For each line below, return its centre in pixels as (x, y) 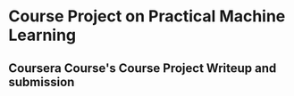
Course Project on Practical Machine (147, 16)
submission (42, 82)
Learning (42, 35)
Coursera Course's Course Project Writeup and (143, 68)
